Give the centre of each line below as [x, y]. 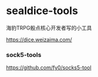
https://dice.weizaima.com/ [39, 39]
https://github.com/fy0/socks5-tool [49, 68]
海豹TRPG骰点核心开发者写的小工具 [49, 28]
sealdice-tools [42, 11]
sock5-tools [24, 55]
